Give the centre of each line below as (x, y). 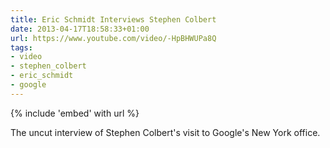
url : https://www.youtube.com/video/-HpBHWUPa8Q (113, 38)
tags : (21, 47)
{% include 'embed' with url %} (75, 113)
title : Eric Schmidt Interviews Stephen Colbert (113, 19)
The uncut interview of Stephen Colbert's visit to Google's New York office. (165, 132)
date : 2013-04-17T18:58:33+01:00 (80, 29)
